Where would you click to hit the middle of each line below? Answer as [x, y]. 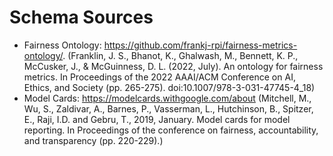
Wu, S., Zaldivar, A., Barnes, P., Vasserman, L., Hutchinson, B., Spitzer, [168, 108]
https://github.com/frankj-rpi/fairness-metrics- [200, 45]
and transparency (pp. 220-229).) [93, 140]
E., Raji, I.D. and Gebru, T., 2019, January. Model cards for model [157, 119]
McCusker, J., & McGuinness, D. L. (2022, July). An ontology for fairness [173, 66]
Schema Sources [81, 17]
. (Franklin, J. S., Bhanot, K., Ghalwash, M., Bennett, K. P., [180, 55]
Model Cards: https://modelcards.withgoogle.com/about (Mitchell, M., [167, 98]
